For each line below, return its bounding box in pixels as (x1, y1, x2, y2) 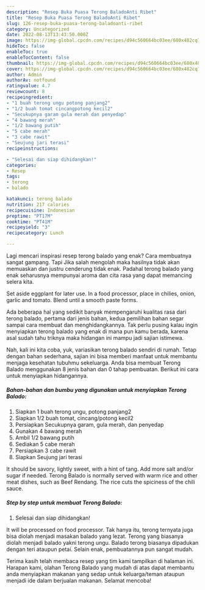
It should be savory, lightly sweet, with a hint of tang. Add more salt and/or (6, 465, 194, 473)
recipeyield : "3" (6, 224, 51, 230)
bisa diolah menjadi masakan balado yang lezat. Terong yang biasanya (6, 533, 184, 540)
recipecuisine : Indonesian (6, 207, 75, 213)
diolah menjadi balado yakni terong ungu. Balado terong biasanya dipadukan (6, 539, 199, 546)
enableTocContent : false (6, 54, 70, 61)
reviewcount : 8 (6, 89, 45, 95)
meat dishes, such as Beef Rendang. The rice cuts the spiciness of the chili (6, 478, 195, 485)
